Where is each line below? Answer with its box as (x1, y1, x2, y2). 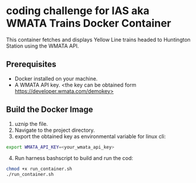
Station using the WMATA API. (6, 42, 79, 49)
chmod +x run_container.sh (6, 166, 72, 172)
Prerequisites (6, 59, 57, 69)
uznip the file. (14, 120, 48, 127)
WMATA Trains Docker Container (6, 16, 172, 30)
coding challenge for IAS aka (6, 4, 150, 18)
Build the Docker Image (6, 105, 94, 115)
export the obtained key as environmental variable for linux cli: (14, 132, 166, 139)
